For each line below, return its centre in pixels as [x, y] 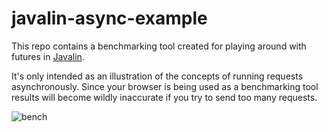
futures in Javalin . [48, 56]
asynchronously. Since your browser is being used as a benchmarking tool [165, 86]
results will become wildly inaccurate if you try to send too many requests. [164, 97]
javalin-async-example [109, 18]
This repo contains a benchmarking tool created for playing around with [159, 46]
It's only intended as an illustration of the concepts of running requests [157, 76]
